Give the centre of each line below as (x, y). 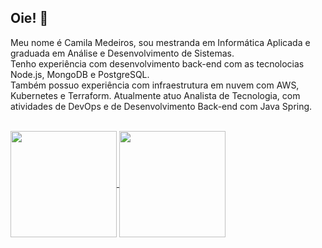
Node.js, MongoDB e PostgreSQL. (80, 74)
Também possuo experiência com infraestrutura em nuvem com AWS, (155, 85)
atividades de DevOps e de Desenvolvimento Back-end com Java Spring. (161, 106)
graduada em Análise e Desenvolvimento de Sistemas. (122, 53)
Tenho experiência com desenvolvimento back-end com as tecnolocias (157, 63)
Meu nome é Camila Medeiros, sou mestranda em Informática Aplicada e (160, 42)
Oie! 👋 (29, 18)
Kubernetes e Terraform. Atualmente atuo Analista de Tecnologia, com (155, 95)
